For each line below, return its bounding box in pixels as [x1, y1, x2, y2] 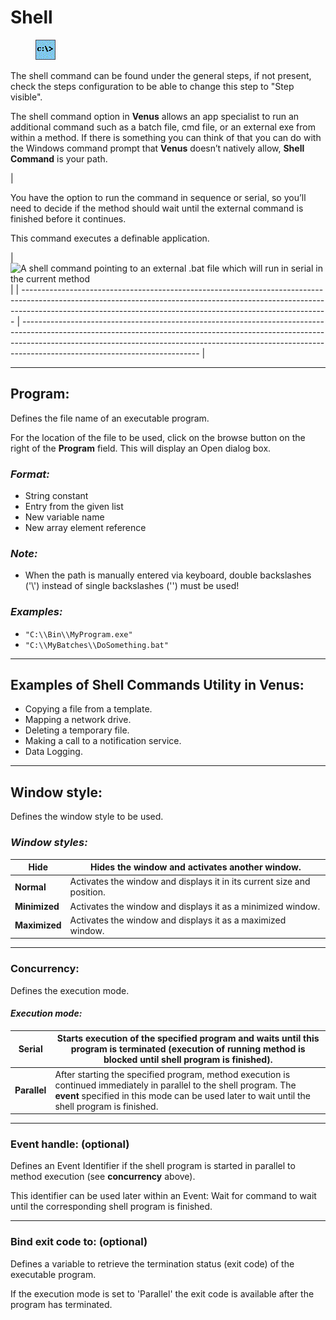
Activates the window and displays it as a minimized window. [69, 900, 321, 912]
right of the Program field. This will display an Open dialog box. [10, 442, 272, 454]
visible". [10, 91, 43, 103]
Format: [10, 467, 50, 481]
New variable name [24, 511, 105, 523]
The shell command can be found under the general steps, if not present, [10, 69, 312, 81]
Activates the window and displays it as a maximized [69, 914, 287, 926]
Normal [14, 881, 47, 893]
